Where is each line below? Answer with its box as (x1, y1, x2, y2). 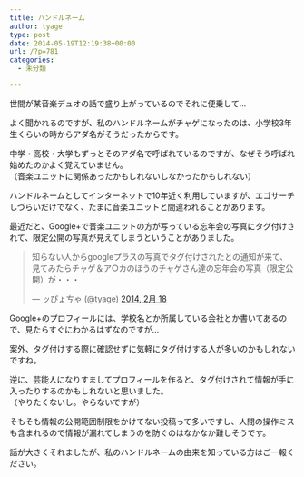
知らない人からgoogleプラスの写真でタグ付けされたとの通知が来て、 (31, 251, 289, 262)
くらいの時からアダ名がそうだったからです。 (16, 128, 184, 139)
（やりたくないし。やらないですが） (9, 396, 145, 407)
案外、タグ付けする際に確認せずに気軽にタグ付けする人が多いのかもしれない (9, 343, 296, 354)
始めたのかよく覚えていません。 (9, 159, 129, 170)
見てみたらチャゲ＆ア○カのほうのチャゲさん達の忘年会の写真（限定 (31, 263, 286, 273)
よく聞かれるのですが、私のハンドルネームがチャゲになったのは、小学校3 (9, 117, 284, 128)
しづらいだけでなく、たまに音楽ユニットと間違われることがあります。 (9, 201, 270, 212)
